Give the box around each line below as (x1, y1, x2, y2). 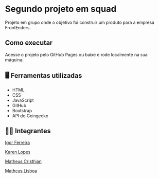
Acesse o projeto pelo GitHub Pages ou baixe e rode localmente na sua (5, 52, 148, 57)
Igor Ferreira (5, 140, 30, 145)
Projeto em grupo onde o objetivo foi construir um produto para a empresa (5, 19, 155, 25)
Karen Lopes (5, 149, 31, 155)
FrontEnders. (5, 24, 31, 30)
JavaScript (12, 97, 34, 103)
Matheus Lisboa (5, 168, 37, 174)
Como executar (5, 39, 53, 47)
